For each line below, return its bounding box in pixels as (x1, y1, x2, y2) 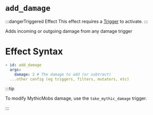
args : (10, 67, 22, 72)
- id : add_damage (5, 62, 42, 68)
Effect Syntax (5, 46, 63, 57)
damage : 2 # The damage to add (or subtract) (14, 72, 112, 77)
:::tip (5, 86, 15, 92)
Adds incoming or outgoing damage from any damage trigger (5, 28, 132, 34)
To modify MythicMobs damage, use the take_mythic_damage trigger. (5, 95, 147, 101)
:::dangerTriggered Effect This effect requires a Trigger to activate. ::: (5, 18, 148, 24)
